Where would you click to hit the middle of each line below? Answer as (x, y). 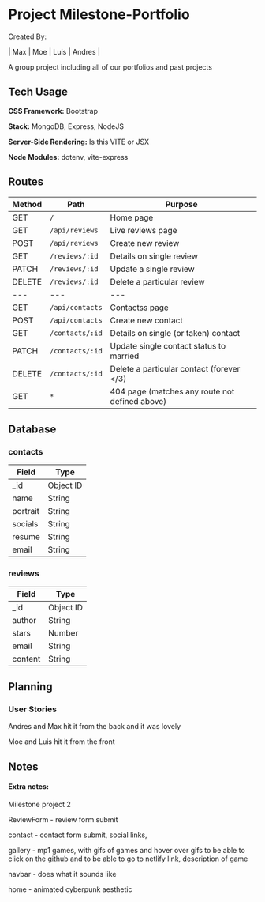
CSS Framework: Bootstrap (53, 111)
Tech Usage (38, 92)
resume (26, 537)
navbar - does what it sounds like (62, 874)
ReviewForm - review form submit (63, 819)
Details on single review (154, 256)
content (26, 659)
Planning (30, 687)
